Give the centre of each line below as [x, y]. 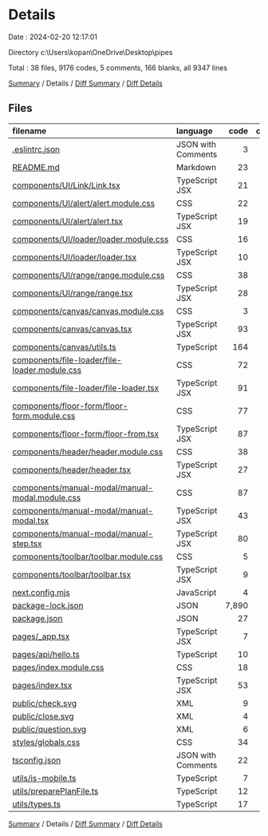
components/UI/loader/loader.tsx [75, 257]
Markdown [197, 167]
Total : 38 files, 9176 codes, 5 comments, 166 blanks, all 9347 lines [118, 67]
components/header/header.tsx [72, 470]
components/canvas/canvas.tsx [72, 329]
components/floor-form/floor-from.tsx [86, 434]
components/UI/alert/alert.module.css [84, 203]
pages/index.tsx [42, 685]
